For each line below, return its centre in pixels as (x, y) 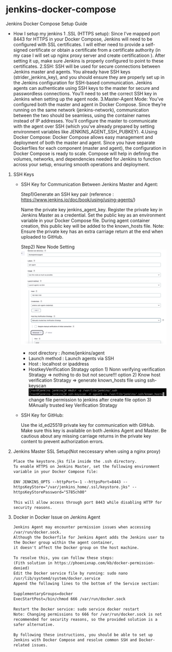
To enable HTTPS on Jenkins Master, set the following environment (86, 466)
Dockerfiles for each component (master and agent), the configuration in (90, 148)
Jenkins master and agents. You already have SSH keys (72, 72)
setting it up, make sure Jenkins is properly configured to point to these (88, 61)
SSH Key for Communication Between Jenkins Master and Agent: (90, 184)
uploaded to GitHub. (42, 236)
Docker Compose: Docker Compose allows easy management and (83, 137)
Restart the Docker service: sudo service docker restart (76, 609)
